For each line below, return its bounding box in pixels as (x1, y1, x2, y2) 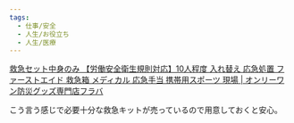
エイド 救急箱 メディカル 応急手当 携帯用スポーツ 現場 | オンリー (39, 75, 277, 86)
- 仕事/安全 (17, 21, 56, 30)
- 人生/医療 (17, 37, 56, 47)
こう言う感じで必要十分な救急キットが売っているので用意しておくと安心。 (9, 104, 283, 116)
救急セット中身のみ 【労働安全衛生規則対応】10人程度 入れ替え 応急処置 (9, 63, 275, 74)
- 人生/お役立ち (17, 29, 70, 38)
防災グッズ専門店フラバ (16, 86, 104, 96)
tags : (9, 12, 29, 22)
